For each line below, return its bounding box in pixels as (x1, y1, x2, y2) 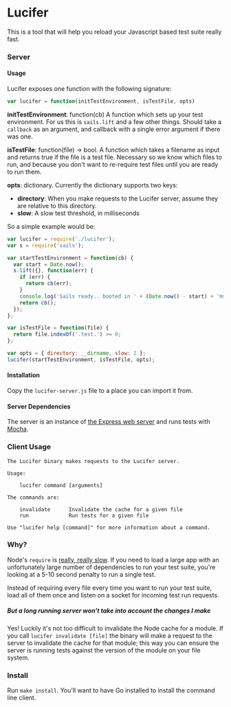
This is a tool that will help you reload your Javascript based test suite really (7, 28, 222, 36)
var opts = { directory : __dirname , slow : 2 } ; (7, 350, 146, 357)
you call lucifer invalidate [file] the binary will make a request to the (7, 631, 213, 639)
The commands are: (7, 494, 60, 501)
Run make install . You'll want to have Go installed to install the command (7, 686, 215, 695)
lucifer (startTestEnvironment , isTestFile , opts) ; (7, 356, 155, 363)
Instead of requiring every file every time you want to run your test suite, (7, 584, 212, 592)
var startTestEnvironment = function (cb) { (7, 254, 134, 261)
